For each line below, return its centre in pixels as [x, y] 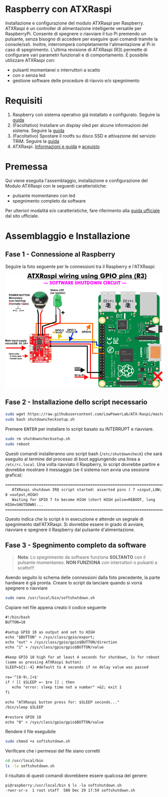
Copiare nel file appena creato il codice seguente [56, 607]
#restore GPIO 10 [23, 717]
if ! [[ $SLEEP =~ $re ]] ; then [40, 682]
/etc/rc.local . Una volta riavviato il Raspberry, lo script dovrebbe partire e [82, 464]
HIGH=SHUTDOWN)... [24, 504]
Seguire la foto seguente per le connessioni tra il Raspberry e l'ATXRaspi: [80, 266]
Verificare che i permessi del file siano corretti [53, 751]
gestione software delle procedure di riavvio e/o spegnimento [76, 80]
